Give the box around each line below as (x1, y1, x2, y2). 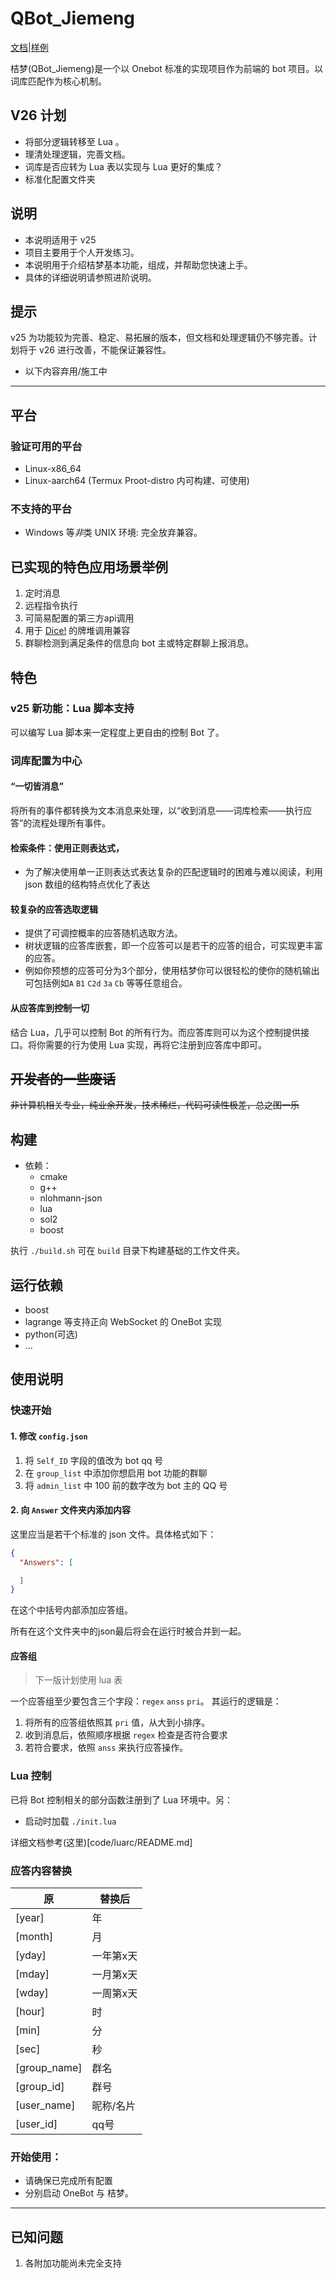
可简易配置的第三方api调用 (24, 612, 135, 624)
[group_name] (15, 2061, 83, 2075)
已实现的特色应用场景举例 (10, 558, 168, 576)
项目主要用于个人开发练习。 (24, 246, 140, 258)
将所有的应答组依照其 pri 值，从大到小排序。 (24, 1717, 211, 1729)
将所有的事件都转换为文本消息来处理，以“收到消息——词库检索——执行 (10, 804, 304, 816)
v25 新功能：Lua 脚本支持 (10, 702, 135, 716)
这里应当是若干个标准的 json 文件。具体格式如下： (10, 1528, 217, 1540)
